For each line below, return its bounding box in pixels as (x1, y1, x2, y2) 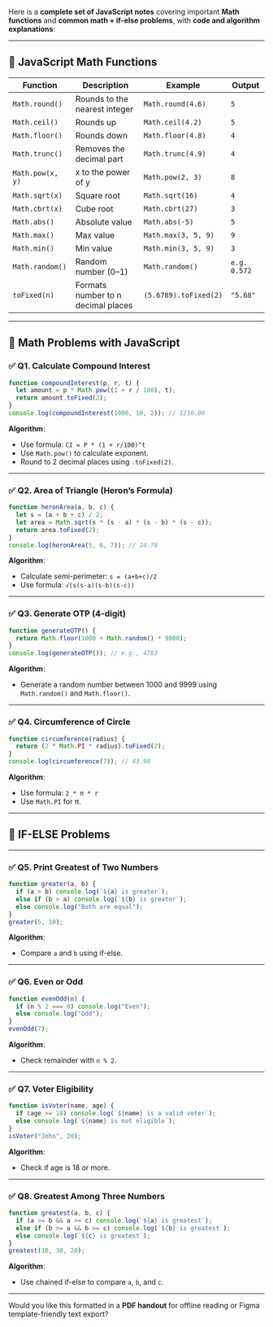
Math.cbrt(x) (12, 203, 63, 213)
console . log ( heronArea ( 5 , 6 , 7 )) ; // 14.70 (8, 541, 158, 549)
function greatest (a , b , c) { (8, 1209, 111, 1217)
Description (82, 79, 129, 90)
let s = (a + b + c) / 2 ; (15, 511, 104, 519)
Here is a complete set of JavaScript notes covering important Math (8, 7, 240, 16)
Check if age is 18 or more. (19, 1163, 110, 1172)
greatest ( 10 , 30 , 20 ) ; (8, 1246, 85, 1255)
